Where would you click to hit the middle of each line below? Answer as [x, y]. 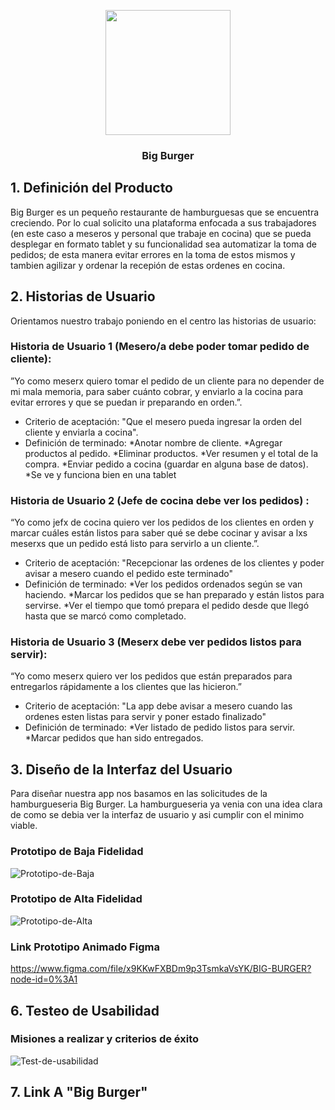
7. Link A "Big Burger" [79, 1092]
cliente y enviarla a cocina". [81, 432]
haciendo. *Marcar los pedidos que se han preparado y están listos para [174, 595]
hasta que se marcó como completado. [105, 616]
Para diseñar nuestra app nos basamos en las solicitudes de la [139, 794]
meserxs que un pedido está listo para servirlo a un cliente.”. [135, 544]
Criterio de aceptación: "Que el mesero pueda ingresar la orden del [163, 421]
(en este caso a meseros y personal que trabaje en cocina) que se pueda [161, 233]
